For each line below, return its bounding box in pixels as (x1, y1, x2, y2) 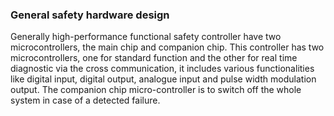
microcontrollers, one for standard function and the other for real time (10, 52, 298, 64)
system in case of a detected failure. (10, 94, 161, 107)
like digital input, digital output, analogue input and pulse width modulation (10, 73, 317, 85)
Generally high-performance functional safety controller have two (10, 31, 282, 43)
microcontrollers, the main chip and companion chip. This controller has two (10, 41, 325, 53)
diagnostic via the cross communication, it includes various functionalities (10, 63, 315, 75)
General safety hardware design (10, 8, 170, 22)
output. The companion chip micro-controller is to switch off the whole (10, 84, 302, 96)
